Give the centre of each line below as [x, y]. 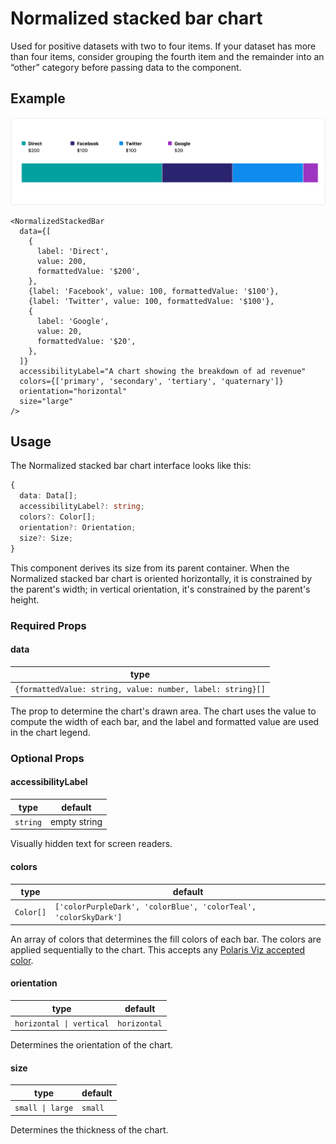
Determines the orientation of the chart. [92, 1045]
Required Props [48, 625]
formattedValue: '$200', [88, 271]
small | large [44, 1108]
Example [38, 98]
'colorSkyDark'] [88, 918]
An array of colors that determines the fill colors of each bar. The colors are [166, 939]
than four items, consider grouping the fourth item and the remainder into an [167, 56]
